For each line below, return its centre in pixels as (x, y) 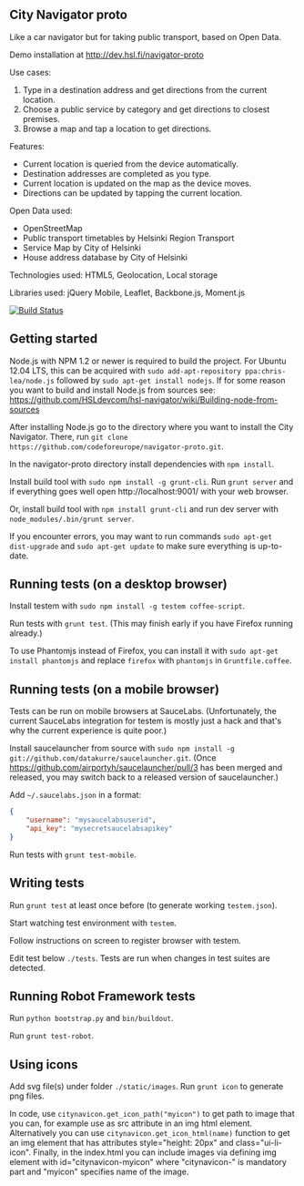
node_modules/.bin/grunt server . (72, 518)
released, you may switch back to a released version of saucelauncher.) (144, 777)
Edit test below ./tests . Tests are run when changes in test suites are (140, 958)
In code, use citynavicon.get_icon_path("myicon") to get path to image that (152, 1114)
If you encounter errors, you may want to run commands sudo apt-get (141, 536)
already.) (26, 633)
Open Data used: (41, 210)
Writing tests (47, 883)
